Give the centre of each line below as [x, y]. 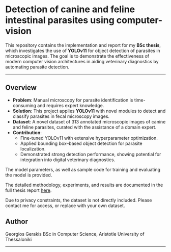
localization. [33, 148]
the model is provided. [29, 175]
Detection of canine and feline [70, 9]
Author [17, 222]
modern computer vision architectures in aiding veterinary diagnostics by [82, 61]
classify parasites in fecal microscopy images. [61, 116]
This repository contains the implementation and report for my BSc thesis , [83, 45]
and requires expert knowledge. [71, 105]
